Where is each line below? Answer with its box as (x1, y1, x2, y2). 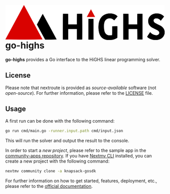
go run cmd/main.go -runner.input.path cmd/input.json (5, 129, 123, 134)
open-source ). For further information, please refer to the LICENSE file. (5, 90, 153, 96)
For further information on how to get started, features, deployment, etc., (5, 178, 157, 184)
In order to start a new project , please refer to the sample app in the (5, 147, 147, 153)
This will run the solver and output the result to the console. (5, 138, 130, 144)
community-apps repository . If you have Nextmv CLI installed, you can (5, 153, 152, 159)
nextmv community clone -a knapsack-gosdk (5, 169, 96, 174)
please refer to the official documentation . (5, 183, 93, 189)
